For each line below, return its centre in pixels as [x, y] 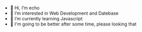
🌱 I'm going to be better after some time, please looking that [73, 24]
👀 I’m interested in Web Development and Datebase [64, 13]
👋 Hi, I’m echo [25, 8]
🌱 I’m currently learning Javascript [46, 19]
